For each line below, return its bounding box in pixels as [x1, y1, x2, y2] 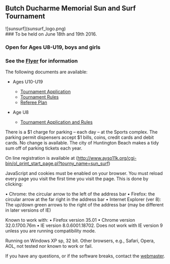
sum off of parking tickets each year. [5, 145, 82, 152]
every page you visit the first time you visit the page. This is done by [5, 175, 149, 182]
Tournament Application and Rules [20, 119, 93, 125]
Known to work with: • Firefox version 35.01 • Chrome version [5, 217, 135, 223]
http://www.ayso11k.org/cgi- [77, 155, 137, 161]
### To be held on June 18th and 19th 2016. [5, 31, 97, 37]
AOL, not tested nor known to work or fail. [5, 243, 93, 249]
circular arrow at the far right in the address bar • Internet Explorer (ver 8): [5, 196, 161, 202]
